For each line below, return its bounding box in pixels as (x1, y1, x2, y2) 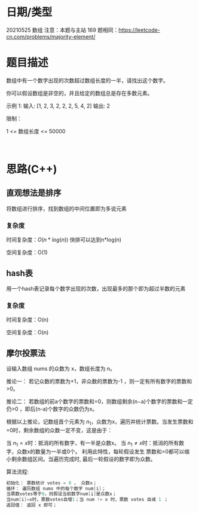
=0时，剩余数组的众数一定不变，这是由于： (6, 426, 113, 433)
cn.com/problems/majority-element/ (6, 33, 96, 40)
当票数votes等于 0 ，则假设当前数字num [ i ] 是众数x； (6, 491, 117, 497)
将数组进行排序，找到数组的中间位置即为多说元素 (6, 204, 127, 212)
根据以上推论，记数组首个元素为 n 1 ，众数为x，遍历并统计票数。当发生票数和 (6, 418, 194, 426)
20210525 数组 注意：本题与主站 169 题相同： (6, 26, 119, 33)
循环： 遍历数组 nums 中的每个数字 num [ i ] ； (6, 485, 106, 491)
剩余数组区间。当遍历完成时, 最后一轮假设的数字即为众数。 (11, 455, 156, 462)
